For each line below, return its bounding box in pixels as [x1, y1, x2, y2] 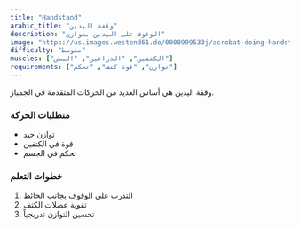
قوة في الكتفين [22, 138, 74, 149]
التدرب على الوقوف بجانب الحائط [22, 190, 134, 200]
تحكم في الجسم [22, 148, 77, 159]
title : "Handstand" [10, 12, 83, 22]
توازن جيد [22, 130, 56, 140]
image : [10, 37, 35, 47]
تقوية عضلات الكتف [22, 200, 87, 210]
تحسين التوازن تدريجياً [22, 209, 95, 220]
